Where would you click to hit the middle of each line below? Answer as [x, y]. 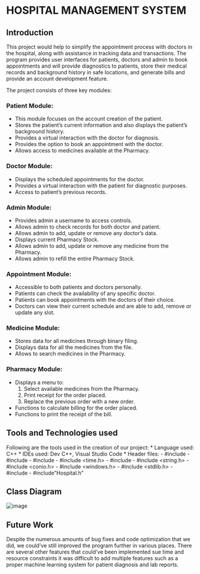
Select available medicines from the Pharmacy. [81, 388]
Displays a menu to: [39, 382]
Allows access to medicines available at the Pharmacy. [82, 151]
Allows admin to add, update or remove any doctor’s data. [86, 233]
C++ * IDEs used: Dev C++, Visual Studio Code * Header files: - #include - [98, 454]
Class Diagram [34, 491]
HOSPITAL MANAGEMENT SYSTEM [96, 10]
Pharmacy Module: [34, 369]
